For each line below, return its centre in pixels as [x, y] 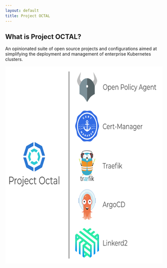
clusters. [14, 59]
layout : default [22, 10]
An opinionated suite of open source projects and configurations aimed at [81, 49]
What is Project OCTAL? [43, 37]
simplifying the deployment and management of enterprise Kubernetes [78, 54]
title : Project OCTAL [28, 16]
